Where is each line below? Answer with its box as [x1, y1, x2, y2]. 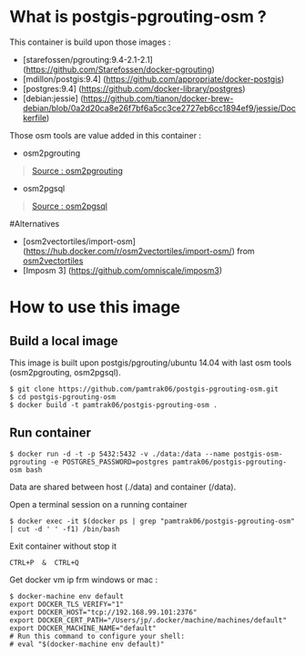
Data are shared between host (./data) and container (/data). [9, 481, 237, 492]
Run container [9, 426, 92, 441]
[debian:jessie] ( [22, 93, 84, 104]
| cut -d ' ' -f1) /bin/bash [9, 524, 120, 534]
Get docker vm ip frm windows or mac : [9, 574, 158, 585]
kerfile [22, 112, 47, 123]
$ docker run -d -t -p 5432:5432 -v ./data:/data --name [9, 449, 230, 458]
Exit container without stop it [9, 540, 117, 551]
